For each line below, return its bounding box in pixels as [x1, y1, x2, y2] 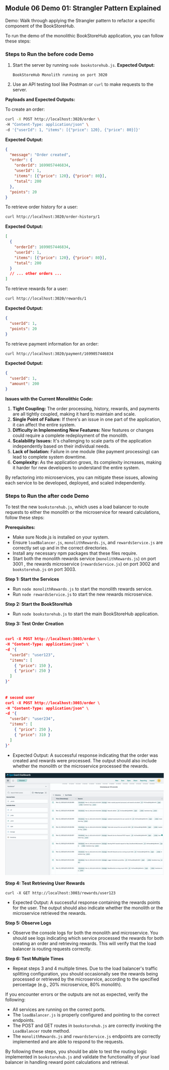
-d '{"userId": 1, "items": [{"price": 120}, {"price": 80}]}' [5, 127, 141, 132]
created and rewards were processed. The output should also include [12, 757, 157, 763]
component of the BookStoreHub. [5, 23, 75, 29]
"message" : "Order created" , [10, 152, 71, 157]
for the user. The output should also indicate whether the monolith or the [12, 905, 163, 911]
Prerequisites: [5, 524, 36, 530]
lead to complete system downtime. [12, 454, 87, 460]
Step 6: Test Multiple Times [5, 956, 64, 962]
